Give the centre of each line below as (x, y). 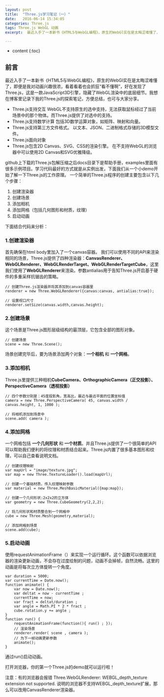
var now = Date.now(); (37, 589)
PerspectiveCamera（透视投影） (39, 386)
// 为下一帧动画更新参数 (35, 639)
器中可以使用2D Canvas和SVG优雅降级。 (53, 152)
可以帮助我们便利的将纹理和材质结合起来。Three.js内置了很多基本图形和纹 (80, 450)
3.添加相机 (18, 368)
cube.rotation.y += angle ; (42, 611)
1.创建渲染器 (20, 240)
